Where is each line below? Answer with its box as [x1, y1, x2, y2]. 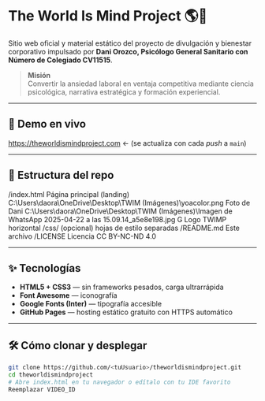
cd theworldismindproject [8, 371, 93, 379]
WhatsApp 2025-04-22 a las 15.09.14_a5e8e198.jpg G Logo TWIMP [8, 214, 227, 224]
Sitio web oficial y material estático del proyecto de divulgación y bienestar [8, 38, 252, 48]
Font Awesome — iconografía [19, 291, 118, 300]
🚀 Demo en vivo [8, 117, 87, 131]
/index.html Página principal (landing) [8, 189, 130, 199]
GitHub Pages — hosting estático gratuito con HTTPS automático [19, 307, 233, 317]
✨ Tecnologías [8, 262, 81, 275]
